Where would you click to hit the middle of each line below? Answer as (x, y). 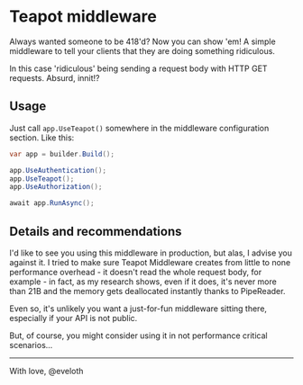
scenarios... (31, 345)
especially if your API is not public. (73, 318)
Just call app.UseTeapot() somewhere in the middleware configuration (139, 128)
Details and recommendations (96, 231)
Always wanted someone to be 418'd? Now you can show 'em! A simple (143, 41)
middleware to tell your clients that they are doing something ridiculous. (142, 50)
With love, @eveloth (46, 371)
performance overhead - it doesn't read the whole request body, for (136, 272)
